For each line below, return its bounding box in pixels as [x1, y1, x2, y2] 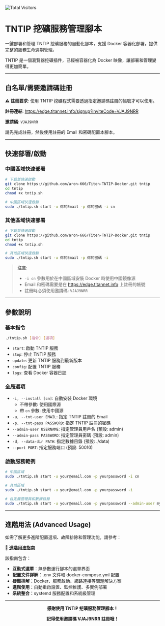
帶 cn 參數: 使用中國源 [19, 407, 64, 413]
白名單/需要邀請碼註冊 [5, 84, 73, 92]
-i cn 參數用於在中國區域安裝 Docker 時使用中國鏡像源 [24, 276, 136, 282]
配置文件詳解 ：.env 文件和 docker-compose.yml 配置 [12, 572, 120, 578]
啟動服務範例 [5, 458, 36, 465]
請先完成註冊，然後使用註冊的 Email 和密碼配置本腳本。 [5, 129, 118, 135]
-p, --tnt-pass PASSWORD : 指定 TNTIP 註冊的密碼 [12, 420, 111, 426]
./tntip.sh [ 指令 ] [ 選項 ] [5, 335, 55, 341]
